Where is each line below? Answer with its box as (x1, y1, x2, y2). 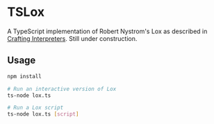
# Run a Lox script (7, 105, 64, 112)
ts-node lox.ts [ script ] (7, 111, 79, 118)
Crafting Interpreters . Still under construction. (7, 34, 138, 42)
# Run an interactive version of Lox (7, 85, 117, 92)
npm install (7, 73, 42, 80)
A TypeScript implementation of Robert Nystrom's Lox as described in (7, 27, 208, 35)
